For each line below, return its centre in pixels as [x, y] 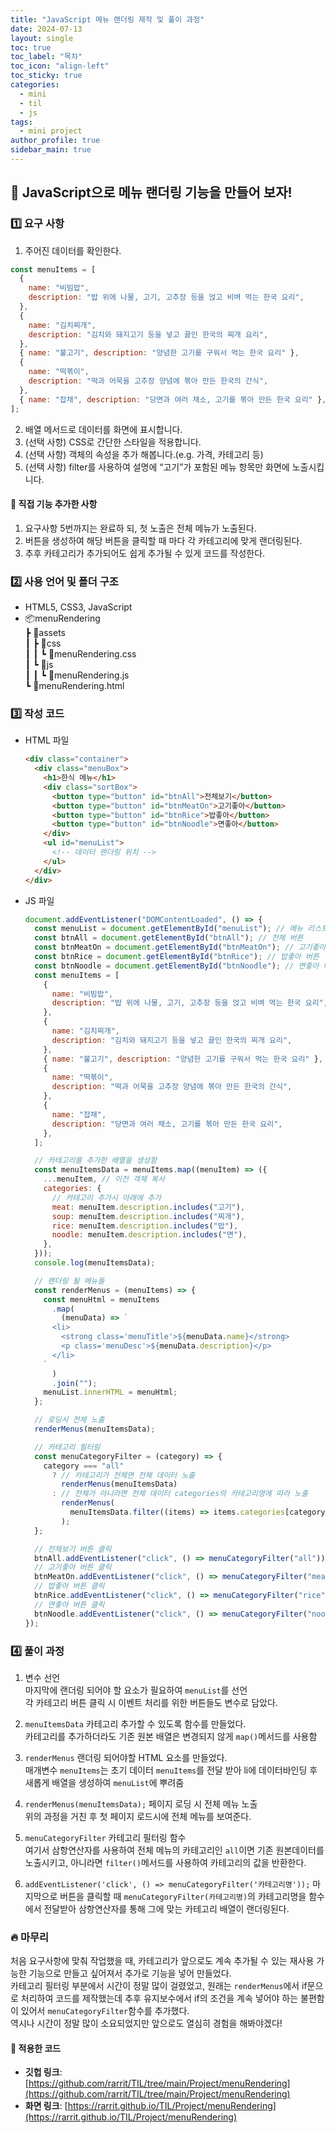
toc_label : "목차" [46, 57]
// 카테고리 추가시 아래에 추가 [106, 1197]
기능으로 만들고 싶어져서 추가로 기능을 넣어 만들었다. [130, 1973]
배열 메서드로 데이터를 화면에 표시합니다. [103, 429]
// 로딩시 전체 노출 [69, 1420]
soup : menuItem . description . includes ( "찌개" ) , [148, 1216]
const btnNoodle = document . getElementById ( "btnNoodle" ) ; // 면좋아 [177, 966]
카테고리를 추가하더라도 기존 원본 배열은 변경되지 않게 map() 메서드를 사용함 [171, 1736]
